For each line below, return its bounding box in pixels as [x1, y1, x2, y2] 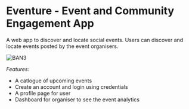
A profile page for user [14, 89, 71, 97]
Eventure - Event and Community [6, 4, 175, 18]
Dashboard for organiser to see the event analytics [14, 96, 140, 103]
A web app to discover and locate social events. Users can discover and [6, 36, 184, 43]
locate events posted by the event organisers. [6, 43, 119, 50]
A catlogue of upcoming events [14, 77, 92, 84]
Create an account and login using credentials [14, 83, 128, 90]
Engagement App [6, 17, 94, 30]
